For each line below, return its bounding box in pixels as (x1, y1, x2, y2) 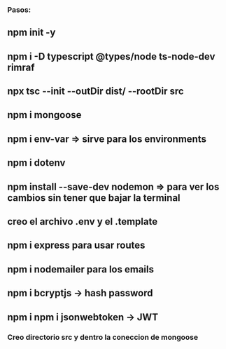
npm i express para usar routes (7, 239, 146, 251)
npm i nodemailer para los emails (7, 263, 154, 275)
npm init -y (7, 27, 56, 39)
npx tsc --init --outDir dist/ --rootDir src (7, 86, 184, 98)
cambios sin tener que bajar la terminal (7, 192, 181, 204)
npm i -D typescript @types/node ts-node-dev (7, 51, 216, 62)
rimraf (7, 61, 35, 73)
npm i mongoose (7, 109, 82, 121)
